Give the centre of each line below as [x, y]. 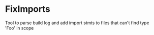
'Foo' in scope [19, 28]
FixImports [28, 9]
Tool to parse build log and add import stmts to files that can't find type [77, 23]
